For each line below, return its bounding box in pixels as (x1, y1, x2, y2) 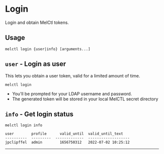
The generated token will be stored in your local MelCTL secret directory (12, 96, 159, 102)
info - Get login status (5, 110, 74, 118)
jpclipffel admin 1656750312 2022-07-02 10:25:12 (5, 140, 130, 145)
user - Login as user (5, 60, 66, 68)
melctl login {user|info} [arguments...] (5, 46, 91, 52)
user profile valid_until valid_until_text (5, 132, 123, 136)
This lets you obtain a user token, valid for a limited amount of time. (5, 73, 141, 78)
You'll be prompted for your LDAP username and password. (12, 91, 132, 96)
